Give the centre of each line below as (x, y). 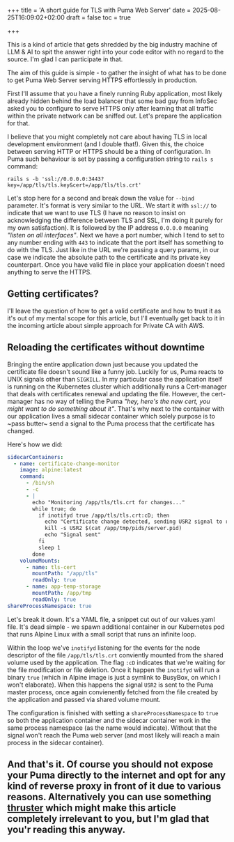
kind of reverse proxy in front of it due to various (114, 786)
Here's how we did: (35, 444)
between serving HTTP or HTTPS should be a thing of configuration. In (109, 151)
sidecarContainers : (36, 457)
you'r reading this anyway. (67, 830)
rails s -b (23, 179)
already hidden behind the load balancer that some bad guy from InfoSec (112, 101)
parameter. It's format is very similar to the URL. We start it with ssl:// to (112, 205)
